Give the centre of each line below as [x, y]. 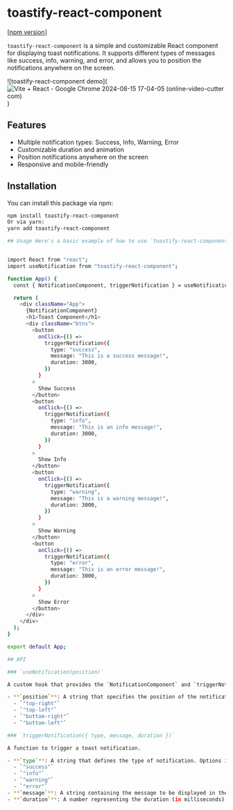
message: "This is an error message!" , [109, 570]
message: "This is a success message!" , [110, 356]
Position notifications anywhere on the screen [83, 157]
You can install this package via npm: [60, 202]
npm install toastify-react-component [63, 216]
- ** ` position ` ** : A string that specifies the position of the [102, 697]
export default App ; [37, 646]
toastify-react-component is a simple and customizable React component [113, 45]
